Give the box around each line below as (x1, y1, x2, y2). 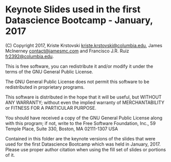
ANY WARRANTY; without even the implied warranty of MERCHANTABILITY (5, 99, 165, 106)
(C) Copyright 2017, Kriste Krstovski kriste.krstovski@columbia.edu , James (5, 42, 162, 48)
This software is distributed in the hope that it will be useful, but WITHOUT (5, 94, 162, 100)
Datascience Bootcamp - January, (5, 14, 153, 26)
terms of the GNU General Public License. (5, 68, 93, 75)
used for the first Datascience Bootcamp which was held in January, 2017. (5, 141, 161, 147)
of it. (5, 152, 15, 158)
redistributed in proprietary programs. (5, 84, 85, 90)
